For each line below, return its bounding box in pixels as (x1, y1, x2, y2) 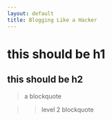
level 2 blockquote (41, 105, 95, 114)
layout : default (7, 10, 54, 17)
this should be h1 (7, 46, 106, 62)
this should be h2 (7, 74, 83, 86)
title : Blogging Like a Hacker (7, 17, 97, 23)
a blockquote (24, 92, 62, 100)
